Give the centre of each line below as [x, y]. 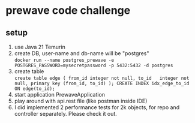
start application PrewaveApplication [60, 94]
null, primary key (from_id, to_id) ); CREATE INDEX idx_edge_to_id [102, 83]
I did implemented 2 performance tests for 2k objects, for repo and [97, 107]
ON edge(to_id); [34, 89]
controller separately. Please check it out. [66, 114]
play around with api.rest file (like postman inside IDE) [81, 101]
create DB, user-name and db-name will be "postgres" [82, 53]
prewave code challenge [68, 10]
